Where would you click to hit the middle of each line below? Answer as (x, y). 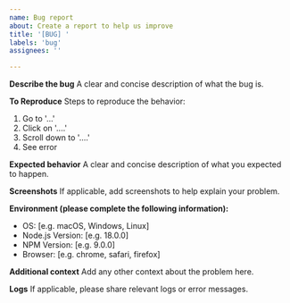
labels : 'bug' (36, 42)
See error (40, 147)
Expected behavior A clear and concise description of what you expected (145, 164)
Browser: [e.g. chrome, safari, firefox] (91, 255)
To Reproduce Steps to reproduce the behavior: (97, 101)
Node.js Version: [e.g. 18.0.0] (75, 236)
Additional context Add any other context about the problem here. (132, 272)
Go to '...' (38, 119)
